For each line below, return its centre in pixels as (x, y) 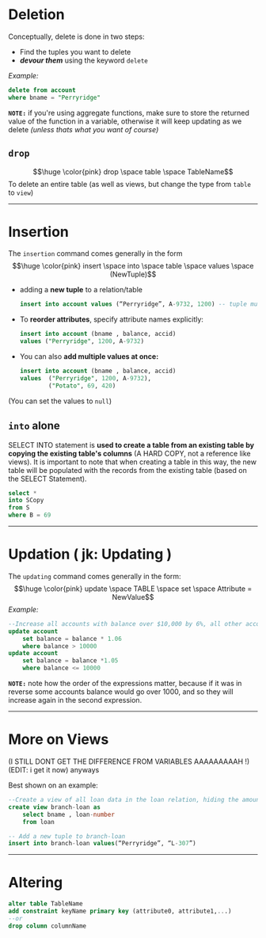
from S (19, 508)
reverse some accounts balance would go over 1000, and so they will (121, 692)
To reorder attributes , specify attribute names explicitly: (112, 319)
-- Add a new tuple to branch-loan (67, 836)
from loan (39, 822)
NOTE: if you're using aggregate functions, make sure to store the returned (129, 112)
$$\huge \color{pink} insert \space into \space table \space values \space (133, 266)
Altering (36, 883)
